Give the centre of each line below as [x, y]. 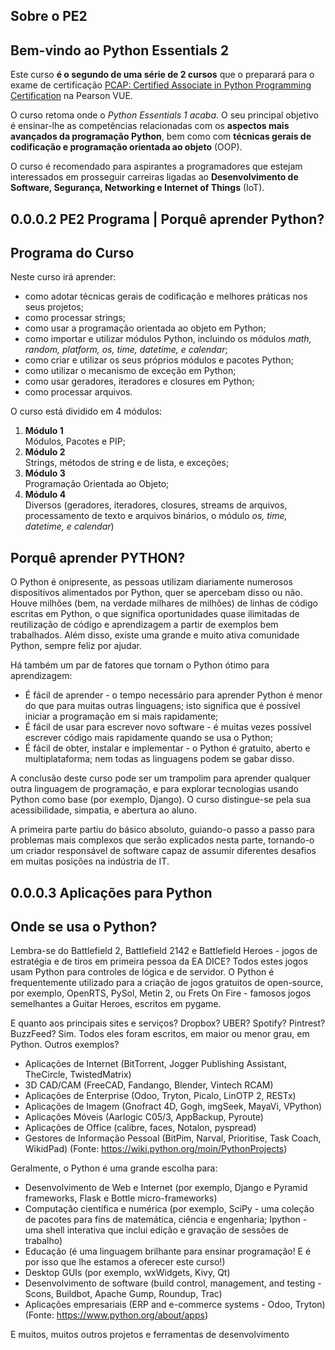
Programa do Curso [72, 252]
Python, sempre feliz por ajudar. [76, 646]
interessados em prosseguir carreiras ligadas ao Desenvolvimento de [154, 177]
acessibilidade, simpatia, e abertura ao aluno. [104, 810]
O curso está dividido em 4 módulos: [86, 411]
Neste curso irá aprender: [63, 277]
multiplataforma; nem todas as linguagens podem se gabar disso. [159, 759]
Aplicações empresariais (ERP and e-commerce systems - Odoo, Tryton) [175, 1305]
